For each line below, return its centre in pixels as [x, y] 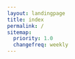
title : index [26, 20]
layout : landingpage [36, 13]
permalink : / [26, 26]
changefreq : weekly [41, 45]
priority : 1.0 [33, 39]
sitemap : [19, 32]
